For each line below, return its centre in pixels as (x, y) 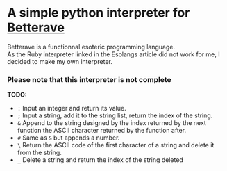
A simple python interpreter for (99, 13)
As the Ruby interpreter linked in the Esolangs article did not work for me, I (113, 54)
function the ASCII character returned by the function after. (101, 131)
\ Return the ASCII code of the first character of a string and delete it (116, 145)
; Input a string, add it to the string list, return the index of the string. (115, 115)
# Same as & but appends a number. (68, 138)
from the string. (40, 153)
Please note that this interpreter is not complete (89, 79)
